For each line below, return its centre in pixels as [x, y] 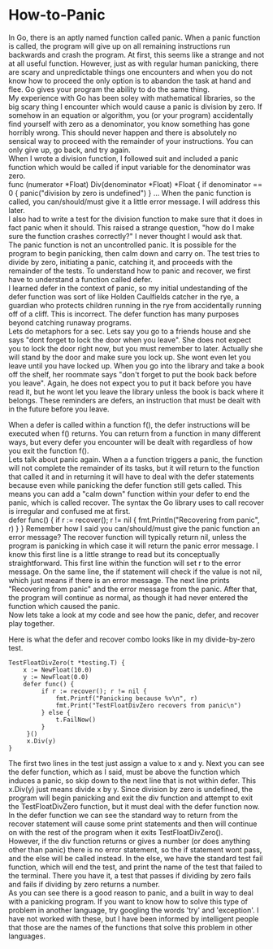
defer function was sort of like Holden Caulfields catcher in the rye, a [124, 296]
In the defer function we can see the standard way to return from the [123, 815]
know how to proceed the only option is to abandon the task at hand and [130, 81]
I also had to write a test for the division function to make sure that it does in [135, 219]
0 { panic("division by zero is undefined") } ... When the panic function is [130, 193]
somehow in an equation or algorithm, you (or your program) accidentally [131, 115]
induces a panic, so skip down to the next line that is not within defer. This [132, 780]
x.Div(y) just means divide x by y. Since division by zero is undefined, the [131, 789]
